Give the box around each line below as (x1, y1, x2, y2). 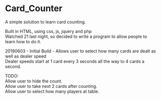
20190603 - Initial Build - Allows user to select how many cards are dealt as (5, 48, 156, 54)
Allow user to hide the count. (5, 78, 63, 84)
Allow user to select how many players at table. (5, 88, 99, 94)
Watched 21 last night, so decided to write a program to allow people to (5, 33, 147, 39)
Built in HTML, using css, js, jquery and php (5, 28, 92, 34)
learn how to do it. (5, 38, 41, 44)
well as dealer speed (5, 53, 47, 59)
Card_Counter (5, 3, 63, 14)
